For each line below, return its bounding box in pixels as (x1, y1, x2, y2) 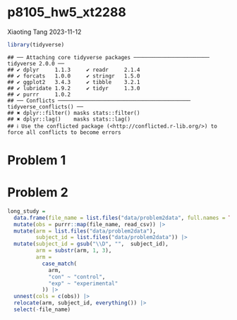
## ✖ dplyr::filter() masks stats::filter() (7, 109, 140, 116)
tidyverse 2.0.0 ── (7, 60, 65, 67)
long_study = (7, 207, 46, 215)
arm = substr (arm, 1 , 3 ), (35, 247, 112, 254)
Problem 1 (7, 152, 66, 168)
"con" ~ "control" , (48, 273, 106, 281)
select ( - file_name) (13, 306, 71, 314)
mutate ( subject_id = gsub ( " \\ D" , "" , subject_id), (13, 240, 169, 247)
